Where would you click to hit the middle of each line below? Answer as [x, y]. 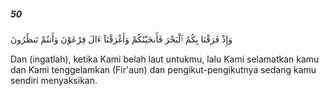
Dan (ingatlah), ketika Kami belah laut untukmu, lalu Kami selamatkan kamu [165, 59]
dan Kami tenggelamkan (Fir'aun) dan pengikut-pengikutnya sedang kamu [163, 69]
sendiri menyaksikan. [54, 80]
